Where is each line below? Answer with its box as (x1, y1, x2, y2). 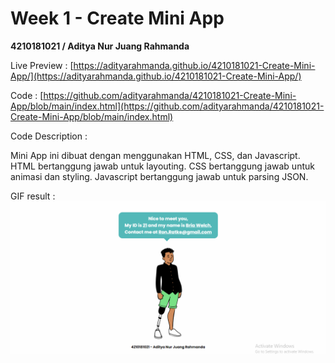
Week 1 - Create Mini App (10, 7, 225, 30)
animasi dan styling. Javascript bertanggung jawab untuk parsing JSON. (10, 170, 309, 182)
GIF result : (10, 190, 56, 202)
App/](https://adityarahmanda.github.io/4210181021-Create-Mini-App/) (10, 70, 302, 82)
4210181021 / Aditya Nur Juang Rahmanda (10, 40, 190, 52)
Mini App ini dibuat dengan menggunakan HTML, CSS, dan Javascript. (10, 149, 301, 161)
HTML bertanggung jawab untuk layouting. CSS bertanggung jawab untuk (10, 160, 315, 172)
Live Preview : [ (10, 59, 74, 71)
